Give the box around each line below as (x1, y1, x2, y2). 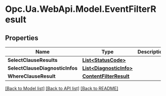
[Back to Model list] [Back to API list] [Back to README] (5, 86, 119, 91)
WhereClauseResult (7, 73, 56, 80)
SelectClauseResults (7, 57, 58, 63)
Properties (5, 34, 39, 42)
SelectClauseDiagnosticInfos (7, 65, 78, 71)
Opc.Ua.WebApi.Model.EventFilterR (5, 3, 157, 15)
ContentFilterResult (82, 73, 130, 80)
